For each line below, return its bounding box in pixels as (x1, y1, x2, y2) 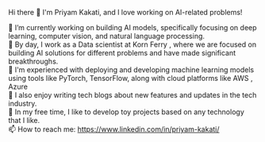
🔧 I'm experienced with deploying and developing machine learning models (8, 65, 255, 75)
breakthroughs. (8, 56, 59, 66)
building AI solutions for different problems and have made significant (8, 48, 236, 57)
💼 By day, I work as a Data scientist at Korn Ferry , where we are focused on (8, 40, 256, 49)
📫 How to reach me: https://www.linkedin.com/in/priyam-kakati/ (8, 125, 220, 134)
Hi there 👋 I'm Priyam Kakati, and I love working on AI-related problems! (8, 8, 243, 17)
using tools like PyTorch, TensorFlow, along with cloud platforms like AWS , (8, 74, 253, 83)
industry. (8, 99, 37, 108)
